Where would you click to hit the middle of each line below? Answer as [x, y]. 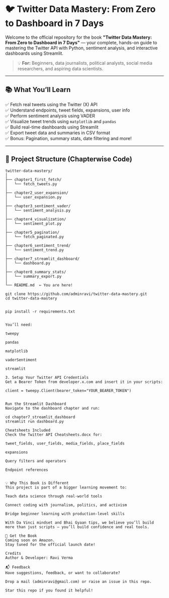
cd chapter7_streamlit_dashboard [40, 417]
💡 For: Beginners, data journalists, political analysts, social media [85, 63]
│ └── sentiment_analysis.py [38, 210]
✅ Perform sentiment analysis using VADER [50, 116]
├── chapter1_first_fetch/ [33, 179]
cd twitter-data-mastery [31, 298]
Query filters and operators [36, 461]
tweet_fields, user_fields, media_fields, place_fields [65, 443]
